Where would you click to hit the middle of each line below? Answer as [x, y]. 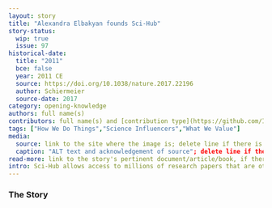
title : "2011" [39, 62]
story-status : [32, 31]
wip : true [32, 38]
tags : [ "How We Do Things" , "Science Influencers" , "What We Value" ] [125, 129]
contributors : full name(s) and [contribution [88, 121]
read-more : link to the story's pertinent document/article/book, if [128, 159]
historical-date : [38, 53]
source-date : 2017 [47, 99]
